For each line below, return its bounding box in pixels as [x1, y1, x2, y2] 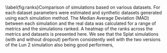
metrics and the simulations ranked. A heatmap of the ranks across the [5, 26, 153, 32]
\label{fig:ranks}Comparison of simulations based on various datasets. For [5, 5, 160, 10]
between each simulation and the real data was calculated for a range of [5, 20, 156, 26]
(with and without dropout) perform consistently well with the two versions [5, 36, 161, 42]
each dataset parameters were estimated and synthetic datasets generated [5, 10, 162, 16]
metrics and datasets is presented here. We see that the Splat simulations [5, 31, 159, 37]
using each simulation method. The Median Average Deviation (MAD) [5, 15, 149, 21]
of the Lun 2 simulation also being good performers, [5, 42, 114, 47]
